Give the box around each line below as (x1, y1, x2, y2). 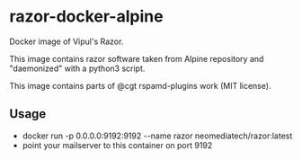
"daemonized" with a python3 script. (9, 63, 146, 74)
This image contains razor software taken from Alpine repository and (9, 53, 264, 64)
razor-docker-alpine (9, 6, 164, 27)
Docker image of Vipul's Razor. (9, 36, 124, 47)
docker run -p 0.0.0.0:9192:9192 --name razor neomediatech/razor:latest (22, 130, 293, 141)
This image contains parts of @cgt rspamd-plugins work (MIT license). (9, 80, 271, 91)
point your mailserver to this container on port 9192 (22, 139, 213, 150)
